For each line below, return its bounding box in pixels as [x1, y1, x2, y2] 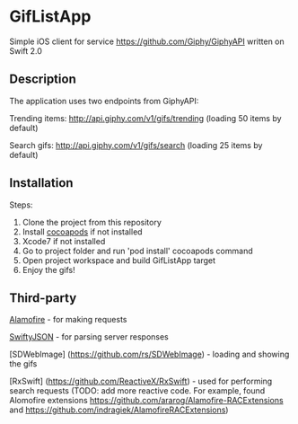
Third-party [9, 290, 77, 305]
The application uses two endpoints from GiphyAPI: [9, 95, 199, 106]
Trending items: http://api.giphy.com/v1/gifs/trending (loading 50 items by [9, 112, 282, 123]
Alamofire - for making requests [9, 314, 127, 325]
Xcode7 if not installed [22, 235, 106, 246]
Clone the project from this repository [22, 216, 162, 227]
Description [9, 72, 76, 87]
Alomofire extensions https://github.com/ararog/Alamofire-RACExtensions [9, 395, 285, 406]
